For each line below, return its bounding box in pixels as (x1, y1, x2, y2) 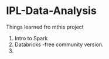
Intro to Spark (14, 34, 48, 41)
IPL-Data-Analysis (6, 4, 97, 18)
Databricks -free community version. (14, 41, 104, 48)
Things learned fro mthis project (6, 23, 84, 30)
